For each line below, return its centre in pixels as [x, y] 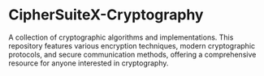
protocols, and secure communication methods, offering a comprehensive [132, 54]
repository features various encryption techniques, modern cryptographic [132, 45]
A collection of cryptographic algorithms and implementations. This [121, 37]
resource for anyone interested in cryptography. [89, 63]
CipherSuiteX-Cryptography [106, 15]
